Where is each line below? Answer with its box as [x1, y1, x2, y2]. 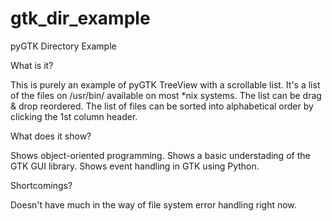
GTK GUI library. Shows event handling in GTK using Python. [10, 160, 260, 172]
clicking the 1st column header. [10, 110, 138, 122]
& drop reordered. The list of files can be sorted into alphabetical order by [10, 100, 314, 112]
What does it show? [10, 130, 92, 142]
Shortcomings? [10, 179, 73, 191]
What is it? [10, 59, 54, 71]
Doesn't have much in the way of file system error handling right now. [10, 198, 297, 211]
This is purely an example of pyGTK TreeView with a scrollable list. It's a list [10, 78, 321, 91]
